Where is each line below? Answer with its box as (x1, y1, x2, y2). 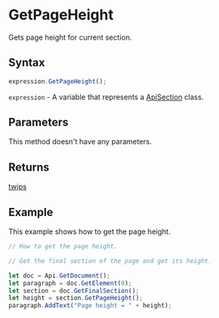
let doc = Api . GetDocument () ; (8, 271, 111, 280)
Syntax (8, 56, 45, 70)
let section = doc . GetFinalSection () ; (8, 286, 140, 295)
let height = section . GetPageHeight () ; (8, 294, 144, 303)
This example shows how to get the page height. (8, 227, 171, 236)
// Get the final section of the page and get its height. (8, 257, 213, 265)
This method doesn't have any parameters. (8, 137, 152, 146)
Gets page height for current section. (8, 32, 132, 42)
